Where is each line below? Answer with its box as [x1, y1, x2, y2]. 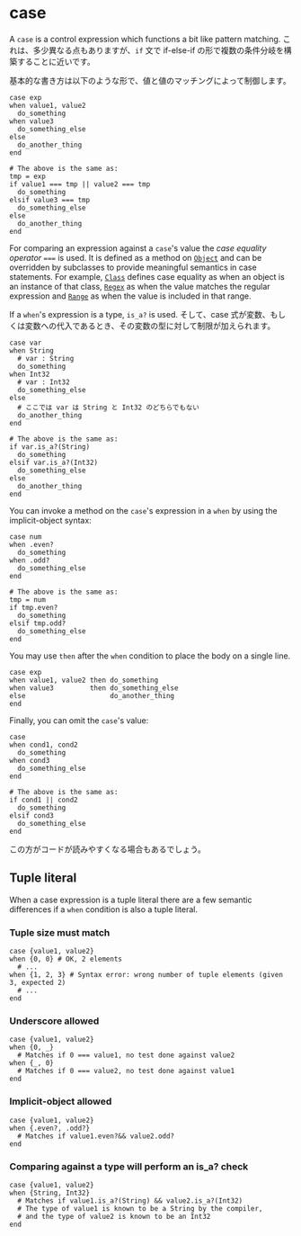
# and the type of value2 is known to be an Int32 [17, 1212, 211, 1221]
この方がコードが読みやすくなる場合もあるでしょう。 [9, 844, 207, 855]
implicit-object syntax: [9, 515, 92, 525]
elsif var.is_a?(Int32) [9, 458, 99, 467]
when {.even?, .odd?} [9, 1124, 91, 1133]
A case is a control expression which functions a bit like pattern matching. [9, 33, 281, 44]
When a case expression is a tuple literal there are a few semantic [9, 894, 252, 905]
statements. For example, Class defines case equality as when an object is [9, 271, 285, 282]
